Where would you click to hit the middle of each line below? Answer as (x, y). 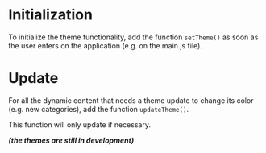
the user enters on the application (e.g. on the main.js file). (106, 45)
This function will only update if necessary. (80, 124)
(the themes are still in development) (71, 140)
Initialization (50, 15)
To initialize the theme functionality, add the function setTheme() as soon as (133, 37)
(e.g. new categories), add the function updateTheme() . (99, 109)
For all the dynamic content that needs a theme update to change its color (131, 100)
